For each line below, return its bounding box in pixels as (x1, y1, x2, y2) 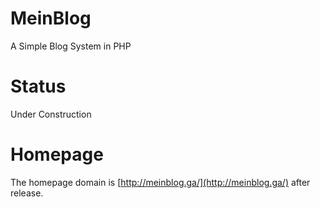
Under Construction (10, 108, 92, 120)
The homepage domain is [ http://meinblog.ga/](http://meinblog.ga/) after (10, 176, 311, 188)
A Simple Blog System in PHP (10, 40, 132, 52)
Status (10, 75, 67, 98)
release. (10, 187, 44, 199)
